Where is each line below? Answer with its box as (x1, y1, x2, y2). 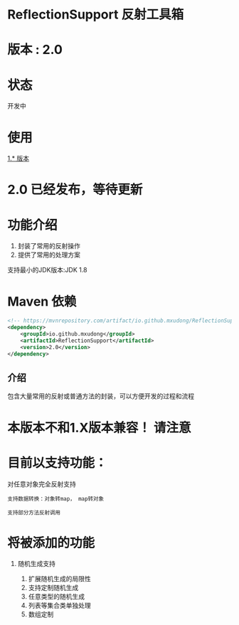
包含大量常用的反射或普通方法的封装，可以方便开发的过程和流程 (7, 392, 194, 400)
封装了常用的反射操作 (17, 242, 80, 250)
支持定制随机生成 (28, 584, 79, 592)
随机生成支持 (17, 560, 55, 568)
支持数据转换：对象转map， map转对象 (7, 495, 105, 502)
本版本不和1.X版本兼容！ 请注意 (7, 420, 191, 436)
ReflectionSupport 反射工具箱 (7, 6, 184, 23)
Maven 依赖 (7, 293, 77, 309)
